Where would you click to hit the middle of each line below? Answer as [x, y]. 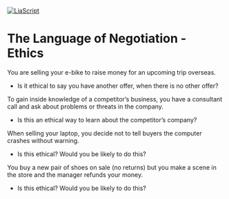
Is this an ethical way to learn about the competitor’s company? [107, 120]
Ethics [26, 54]
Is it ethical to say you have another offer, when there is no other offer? [118, 86]
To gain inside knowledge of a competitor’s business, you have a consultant [115, 99]
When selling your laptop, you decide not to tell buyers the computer [104, 133]
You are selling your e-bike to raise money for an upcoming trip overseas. [111, 72]
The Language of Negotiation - [97, 39]
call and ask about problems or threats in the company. [86, 106]
